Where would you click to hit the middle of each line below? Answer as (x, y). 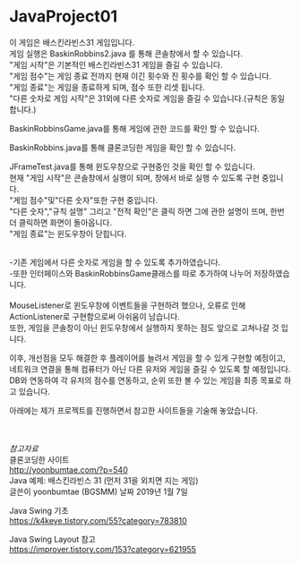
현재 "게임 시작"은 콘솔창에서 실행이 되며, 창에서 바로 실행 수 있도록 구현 (134, 177)
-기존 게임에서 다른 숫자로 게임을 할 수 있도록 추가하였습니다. (115, 262)
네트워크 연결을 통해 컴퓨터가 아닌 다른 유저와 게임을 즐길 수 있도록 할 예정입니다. (150, 369)
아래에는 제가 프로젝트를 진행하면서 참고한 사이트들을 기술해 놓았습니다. (133, 410)
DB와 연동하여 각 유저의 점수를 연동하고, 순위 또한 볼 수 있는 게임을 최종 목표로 (146, 380)
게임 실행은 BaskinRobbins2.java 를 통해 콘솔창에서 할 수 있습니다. (126, 53)
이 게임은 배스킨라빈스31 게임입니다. (72, 42)
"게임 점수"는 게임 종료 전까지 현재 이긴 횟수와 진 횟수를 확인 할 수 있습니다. (140, 76)
